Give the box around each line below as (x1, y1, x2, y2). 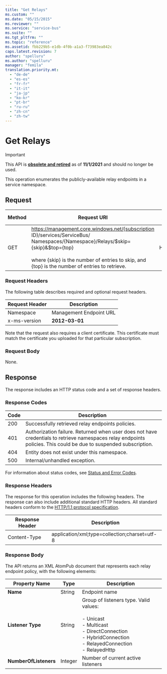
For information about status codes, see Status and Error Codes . (5, 470, 137, 476)
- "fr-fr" (9, 81, 30, 86)
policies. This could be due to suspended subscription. (25, 441, 153, 448)
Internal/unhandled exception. (25, 457, 95, 464)
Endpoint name (82, 588, 118, 595)
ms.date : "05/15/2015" (5, 16, 52, 21)
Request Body (5, 347, 40, 354)
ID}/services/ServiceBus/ (31, 231, 90, 238)
